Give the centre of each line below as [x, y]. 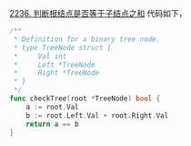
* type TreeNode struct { [62, 47]
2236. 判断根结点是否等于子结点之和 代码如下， [98, 13]
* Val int [40, 56]
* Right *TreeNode [56, 73]
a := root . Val [52, 107]
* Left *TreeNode [54, 65]
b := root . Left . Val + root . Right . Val [97, 115]
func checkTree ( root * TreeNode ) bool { [85, 99]
